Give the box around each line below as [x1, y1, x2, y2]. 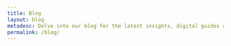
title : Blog [7, 9, 41, 17]
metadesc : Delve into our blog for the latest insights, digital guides [7, 22, 220, 29]
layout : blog [7, 16, 45, 23]
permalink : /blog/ [7, 28, 60, 36]
